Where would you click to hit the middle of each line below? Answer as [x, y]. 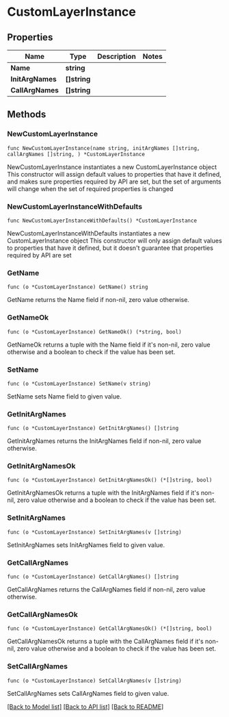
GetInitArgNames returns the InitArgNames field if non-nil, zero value [104, 441]
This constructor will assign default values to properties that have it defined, [114, 174]
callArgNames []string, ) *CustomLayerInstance [76, 154]
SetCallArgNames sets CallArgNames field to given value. [88, 693]
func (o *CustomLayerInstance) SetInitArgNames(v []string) [95, 532]
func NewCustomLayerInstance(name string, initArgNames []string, [104, 148]
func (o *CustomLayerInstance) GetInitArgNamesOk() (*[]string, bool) [110, 480]
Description [117, 56]
